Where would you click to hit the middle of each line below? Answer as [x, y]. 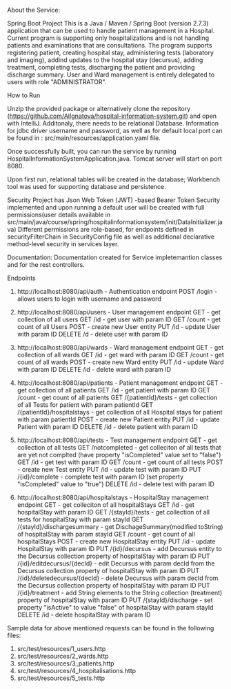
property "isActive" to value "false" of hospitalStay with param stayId [115, 607]
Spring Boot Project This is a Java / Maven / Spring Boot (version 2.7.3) [108, 23]
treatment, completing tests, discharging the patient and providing [101, 67]
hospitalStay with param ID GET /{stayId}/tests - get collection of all [113, 512]
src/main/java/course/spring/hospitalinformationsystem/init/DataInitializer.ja [115, 222]
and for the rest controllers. [46, 264]
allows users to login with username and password [89, 299]
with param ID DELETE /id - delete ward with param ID [94, 369]
